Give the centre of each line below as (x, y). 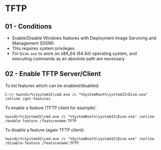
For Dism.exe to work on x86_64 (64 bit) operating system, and (74, 53)
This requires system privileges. (44, 48)
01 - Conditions (29, 26)
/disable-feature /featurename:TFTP (42, 143)
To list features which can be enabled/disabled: (52, 85)
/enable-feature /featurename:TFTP (41, 121)
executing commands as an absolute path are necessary (68, 58)
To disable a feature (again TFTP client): (45, 130)
